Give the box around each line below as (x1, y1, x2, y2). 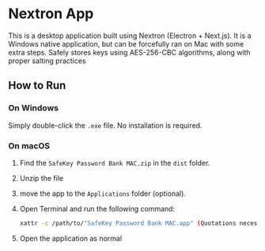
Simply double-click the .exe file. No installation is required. (8, 120, 203, 130)
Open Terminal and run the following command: (19, 204, 176, 213)
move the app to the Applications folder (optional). (19, 189, 186, 198)
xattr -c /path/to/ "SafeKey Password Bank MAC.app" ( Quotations (19, 219, 237, 227)
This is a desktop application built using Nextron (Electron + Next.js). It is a (8, 31, 252, 40)
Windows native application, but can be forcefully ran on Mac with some (8, 39, 244, 48)
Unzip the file (19, 173, 64, 182)
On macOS (8, 140, 51, 151)
